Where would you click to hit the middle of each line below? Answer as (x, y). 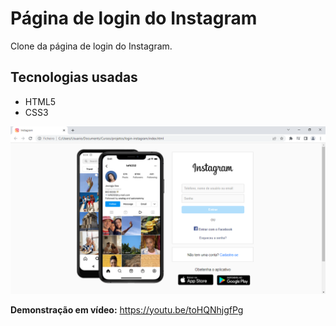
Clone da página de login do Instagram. (91, 46)
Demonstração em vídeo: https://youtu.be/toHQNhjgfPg (127, 309)
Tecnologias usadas (74, 77)
